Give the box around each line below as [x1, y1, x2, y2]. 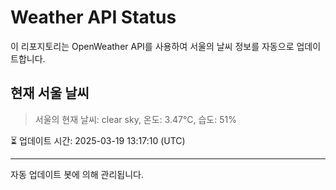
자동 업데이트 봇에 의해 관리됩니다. [10, 168, 144, 180]
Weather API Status [10, 6, 177, 29]
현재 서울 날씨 [10, 85, 90, 102]
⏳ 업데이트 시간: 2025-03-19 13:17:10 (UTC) [10, 134, 186, 146]
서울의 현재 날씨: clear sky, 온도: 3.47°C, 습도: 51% [34, 113, 237, 125]
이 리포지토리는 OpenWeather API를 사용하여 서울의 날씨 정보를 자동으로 [10, 40, 295, 52]
